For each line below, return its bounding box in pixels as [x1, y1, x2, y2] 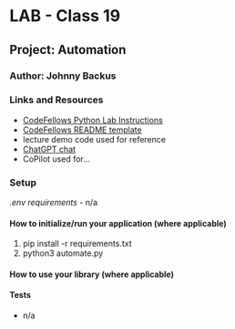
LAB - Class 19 [9, 5, 121, 27]
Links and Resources [9, 93, 104, 106]
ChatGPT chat [22, 143, 76, 154]
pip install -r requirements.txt [22, 239, 132, 249]
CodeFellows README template [22, 124, 143, 135]
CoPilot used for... [22, 153, 91, 164]
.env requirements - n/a [9, 197, 98, 208]
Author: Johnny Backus [9, 69, 117, 82]
